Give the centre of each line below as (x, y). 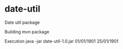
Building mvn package (27, 32)
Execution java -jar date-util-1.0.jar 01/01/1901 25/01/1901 (61, 41)
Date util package (22, 22)
